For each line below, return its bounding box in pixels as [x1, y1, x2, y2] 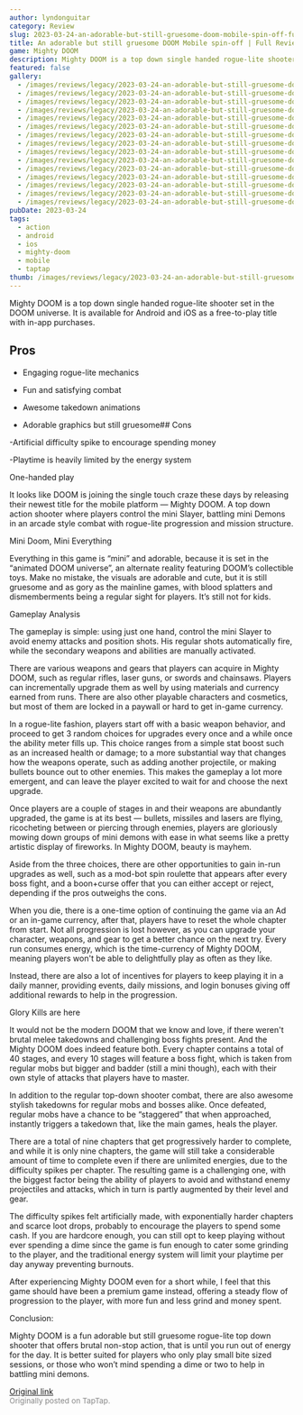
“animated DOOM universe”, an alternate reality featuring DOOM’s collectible [9, 562, 294, 573]
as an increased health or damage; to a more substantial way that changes [9, 747, 287, 758]
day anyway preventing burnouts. [9, 1258, 134, 1269]
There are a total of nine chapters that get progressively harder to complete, [9, 1136, 292, 1146]
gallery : [9, 72, 42, 81]
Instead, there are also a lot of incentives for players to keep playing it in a [9, 970, 284, 981]
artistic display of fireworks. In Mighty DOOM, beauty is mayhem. [9, 841, 252, 852]
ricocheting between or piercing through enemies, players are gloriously [9, 822, 278, 833]
